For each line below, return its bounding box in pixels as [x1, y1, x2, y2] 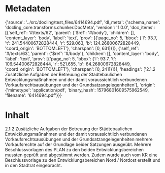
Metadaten [5, 3, 51, 14]
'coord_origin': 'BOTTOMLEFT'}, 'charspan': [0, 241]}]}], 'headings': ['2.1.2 [5, 66, 156, 72]
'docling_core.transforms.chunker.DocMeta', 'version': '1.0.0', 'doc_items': [5, 24, 155, 30]
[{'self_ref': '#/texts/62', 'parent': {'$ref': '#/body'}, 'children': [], [5, 29, 135, 35]
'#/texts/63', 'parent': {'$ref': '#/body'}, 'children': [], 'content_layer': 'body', [5, 50, 159, 57]
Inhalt [5, 110, 30, 121]
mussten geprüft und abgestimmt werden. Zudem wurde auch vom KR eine [5, 152, 158, 158]
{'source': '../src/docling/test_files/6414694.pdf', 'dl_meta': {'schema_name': [5, 19, 161, 25]
